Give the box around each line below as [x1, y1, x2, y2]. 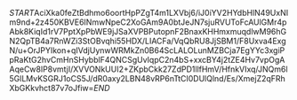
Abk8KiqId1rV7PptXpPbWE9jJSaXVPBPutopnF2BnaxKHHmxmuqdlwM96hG [9, 27, 287, 36]
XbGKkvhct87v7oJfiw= [9, 83, 94, 93]
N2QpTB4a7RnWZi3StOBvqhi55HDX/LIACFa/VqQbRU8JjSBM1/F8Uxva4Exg [9, 35, 286, 46]
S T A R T [9, 8, 35, 18]
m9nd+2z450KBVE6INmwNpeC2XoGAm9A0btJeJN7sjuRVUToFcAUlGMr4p [9, 17, 287, 27]
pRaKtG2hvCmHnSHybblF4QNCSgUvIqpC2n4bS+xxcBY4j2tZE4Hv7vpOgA [9, 55, 285, 65]
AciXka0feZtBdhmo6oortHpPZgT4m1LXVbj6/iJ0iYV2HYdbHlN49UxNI [34, 8, 289, 18]
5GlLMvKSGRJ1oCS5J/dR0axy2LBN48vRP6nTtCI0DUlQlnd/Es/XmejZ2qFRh [9, 73, 286, 83]
